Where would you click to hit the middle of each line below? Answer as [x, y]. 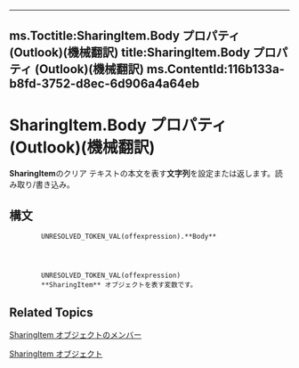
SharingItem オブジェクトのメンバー [76, 334]
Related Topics [51, 312]
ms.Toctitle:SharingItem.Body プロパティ [125, 36]
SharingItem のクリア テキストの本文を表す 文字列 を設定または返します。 [142, 174]
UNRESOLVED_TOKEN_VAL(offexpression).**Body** [129, 237]
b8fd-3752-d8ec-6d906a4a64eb [105, 84]
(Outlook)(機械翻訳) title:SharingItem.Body [130, 53]
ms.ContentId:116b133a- [215, 69]
